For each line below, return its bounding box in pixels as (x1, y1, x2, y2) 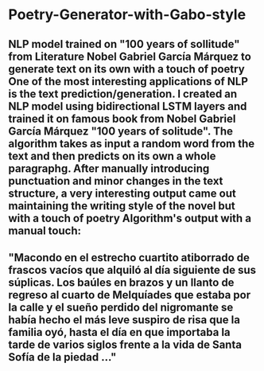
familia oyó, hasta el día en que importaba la (8, 325, 231, 339)
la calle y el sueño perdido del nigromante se (8, 300, 234, 314)
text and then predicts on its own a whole (8, 149, 216, 162)
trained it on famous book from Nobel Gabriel (8, 111, 236, 125)
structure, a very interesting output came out (8, 186, 236, 200)
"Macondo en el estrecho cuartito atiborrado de (8, 251, 250, 264)
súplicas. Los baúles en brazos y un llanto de (8, 275, 235, 289)
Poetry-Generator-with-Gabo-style (8, 6, 247, 24)
